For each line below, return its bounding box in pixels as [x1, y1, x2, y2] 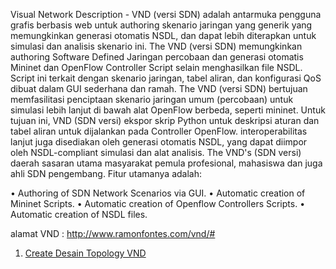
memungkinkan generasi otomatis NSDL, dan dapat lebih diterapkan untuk [10, 30, 317, 41]
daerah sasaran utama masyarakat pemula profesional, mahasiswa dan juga [10, 157, 323, 169]
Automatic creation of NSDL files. [10, 209, 148, 220]
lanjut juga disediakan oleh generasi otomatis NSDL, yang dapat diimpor [10, 136, 308, 148]
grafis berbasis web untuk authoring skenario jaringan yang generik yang [10, 19, 313, 31]
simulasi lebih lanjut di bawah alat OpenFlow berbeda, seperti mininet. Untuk [10, 104, 326, 116]
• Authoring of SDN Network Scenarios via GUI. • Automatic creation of [10, 187, 306, 199]
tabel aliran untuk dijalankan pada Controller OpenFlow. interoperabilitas [10, 125, 308, 137]
